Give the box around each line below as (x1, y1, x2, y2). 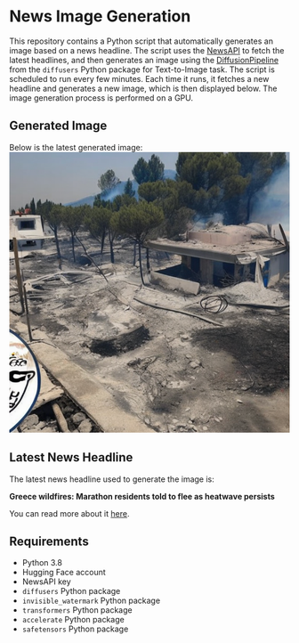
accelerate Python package (21, 615, 125, 625)
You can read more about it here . (9, 508, 130, 518)
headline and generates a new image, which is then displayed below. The (9, 83, 278, 94)
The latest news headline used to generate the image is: (9, 474, 215, 484)
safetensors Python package (21, 623, 129, 634)
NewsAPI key (21, 576, 71, 587)
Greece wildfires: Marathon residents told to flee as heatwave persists (9, 491, 275, 501)
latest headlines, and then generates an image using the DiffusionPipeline (9, 54, 279, 65)
